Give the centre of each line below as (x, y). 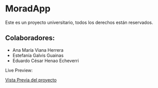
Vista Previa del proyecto (31, 80)
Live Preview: (19, 70)
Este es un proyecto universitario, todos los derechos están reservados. (79, 22)
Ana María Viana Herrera (38, 50)
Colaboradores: (30, 38)
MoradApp (28, 9)
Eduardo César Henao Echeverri (45, 61)
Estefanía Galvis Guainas (38, 55)
